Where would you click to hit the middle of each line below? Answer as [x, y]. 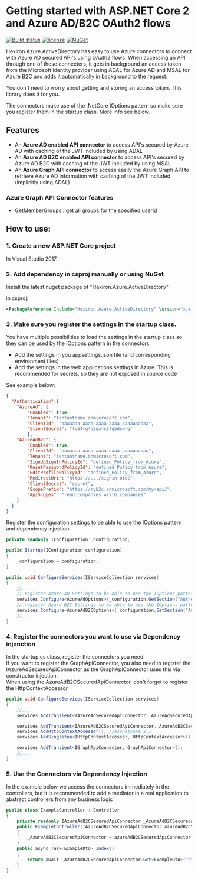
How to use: [29, 229]
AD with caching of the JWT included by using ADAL [79, 151]
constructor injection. [32, 675]
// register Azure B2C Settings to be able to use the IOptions [97, 605]
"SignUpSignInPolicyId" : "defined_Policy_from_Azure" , [96, 462]
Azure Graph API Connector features [60, 197]
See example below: [31, 385]
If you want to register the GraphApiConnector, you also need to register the [98, 663]
